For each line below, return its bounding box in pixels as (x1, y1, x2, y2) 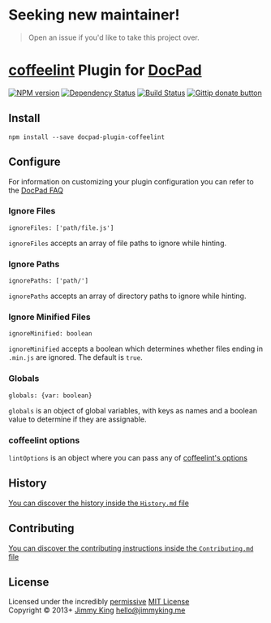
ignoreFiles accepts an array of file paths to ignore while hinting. (8, 238, 227, 248)
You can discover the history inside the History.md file (8, 498, 189, 508)
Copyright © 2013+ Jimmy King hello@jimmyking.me (8, 605, 186, 615)
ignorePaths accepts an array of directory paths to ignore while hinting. (8, 291, 247, 301)
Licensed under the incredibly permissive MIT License (8, 597, 190, 607)
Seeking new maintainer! (8, 6, 180, 24)
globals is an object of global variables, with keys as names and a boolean (8, 405, 258, 415)
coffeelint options (8, 435, 80, 446)
